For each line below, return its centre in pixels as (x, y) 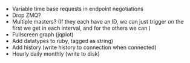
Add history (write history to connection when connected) (84, 47)
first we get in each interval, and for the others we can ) (81, 28)
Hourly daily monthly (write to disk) (56, 54)
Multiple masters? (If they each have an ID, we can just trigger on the (98, 22)
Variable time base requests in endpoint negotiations (78, 9)
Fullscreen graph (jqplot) (43, 35)
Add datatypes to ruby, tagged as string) (63, 41)
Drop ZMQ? (26, 15)
